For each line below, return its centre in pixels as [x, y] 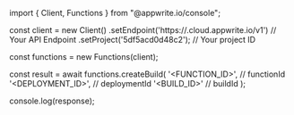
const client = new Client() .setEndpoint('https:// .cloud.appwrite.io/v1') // [143, 30]
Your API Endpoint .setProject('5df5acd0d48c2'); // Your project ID [133, 40]
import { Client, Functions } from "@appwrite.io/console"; [115, 13]
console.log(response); [52, 101]
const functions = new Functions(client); [84, 57]
